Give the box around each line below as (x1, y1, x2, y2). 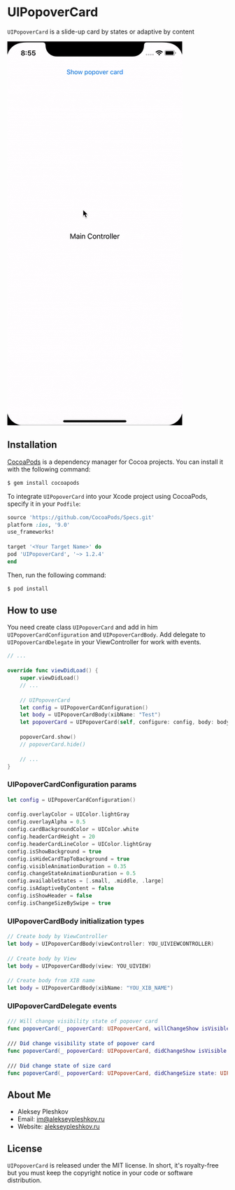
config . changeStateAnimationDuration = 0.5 (7, 870, 136, 877)
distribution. (7, 1176, 42, 1184)
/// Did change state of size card (7, 1062, 111, 1069)
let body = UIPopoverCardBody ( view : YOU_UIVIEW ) (7, 963, 152, 970)
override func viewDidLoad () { (7, 667, 99, 674)
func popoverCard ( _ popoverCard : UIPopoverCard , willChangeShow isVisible (7, 1026, 230, 1033)
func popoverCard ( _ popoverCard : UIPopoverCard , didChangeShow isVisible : (7, 1047, 230, 1054)
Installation (7, 439, 57, 451)
